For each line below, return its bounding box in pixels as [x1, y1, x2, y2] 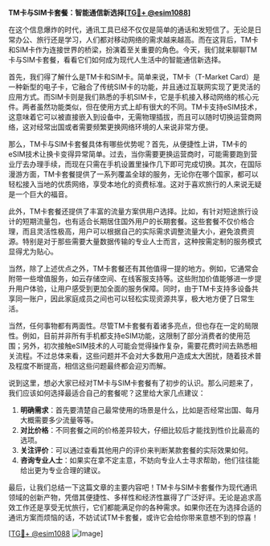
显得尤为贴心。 [8, 247, 58, 256]
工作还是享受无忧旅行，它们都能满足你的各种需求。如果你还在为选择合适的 [14, 503, 262, 512]
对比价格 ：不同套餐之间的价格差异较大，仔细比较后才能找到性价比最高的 [19, 426, 260, 434]
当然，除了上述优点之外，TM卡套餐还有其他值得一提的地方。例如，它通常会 [8, 264, 259, 273]
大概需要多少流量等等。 [19, 415, 98, 425]
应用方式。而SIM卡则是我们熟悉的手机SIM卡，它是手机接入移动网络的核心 [8, 92, 252, 101]
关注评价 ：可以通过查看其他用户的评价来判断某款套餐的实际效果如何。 [19, 446, 253, 454]
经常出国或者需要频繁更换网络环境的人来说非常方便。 [35, 122, 213, 132]
